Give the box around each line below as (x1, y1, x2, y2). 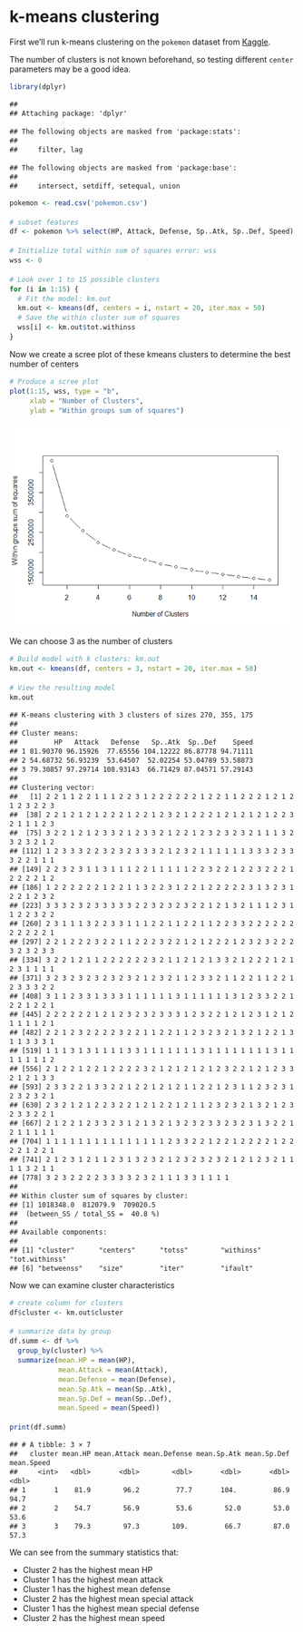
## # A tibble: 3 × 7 (9, 1441, 92, 1450)
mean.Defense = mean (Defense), (57, 1374, 177, 1384)
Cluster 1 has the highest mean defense (22, 1584, 171, 1595)
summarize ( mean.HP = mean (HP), (17, 1356, 136, 1365)
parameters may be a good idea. (9, 64, 132, 74)
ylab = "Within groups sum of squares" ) (29, 406, 184, 415)
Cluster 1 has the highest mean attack (22, 1574, 163, 1585)
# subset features (9, 218, 79, 227)
